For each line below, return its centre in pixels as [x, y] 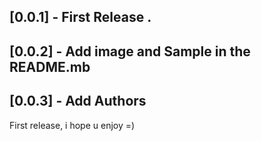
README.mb [50, 66]
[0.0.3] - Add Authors [78, 101]
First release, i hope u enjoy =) [72, 125]
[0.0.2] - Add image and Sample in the [130, 51]
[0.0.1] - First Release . [80, 17]
